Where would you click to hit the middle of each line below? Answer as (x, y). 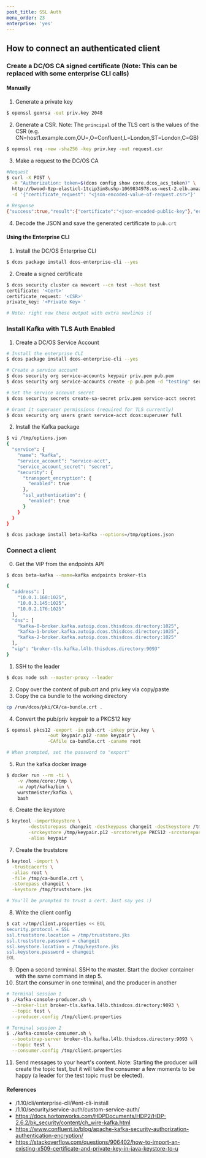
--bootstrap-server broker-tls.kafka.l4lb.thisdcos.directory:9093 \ (102, 1039)
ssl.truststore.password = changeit (53, 941)
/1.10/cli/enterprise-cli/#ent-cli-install (62, 1103)
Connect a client (31, 551)
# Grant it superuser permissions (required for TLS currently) (90, 409)
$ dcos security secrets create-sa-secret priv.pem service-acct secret (101, 398)
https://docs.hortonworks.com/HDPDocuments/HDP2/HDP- (91, 1116)
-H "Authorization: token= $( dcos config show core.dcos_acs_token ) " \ (104, 183)
